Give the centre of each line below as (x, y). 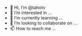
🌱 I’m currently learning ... (36, 18)
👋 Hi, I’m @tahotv (28, 8)
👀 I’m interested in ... (31, 13)
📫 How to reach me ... (33, 28)
